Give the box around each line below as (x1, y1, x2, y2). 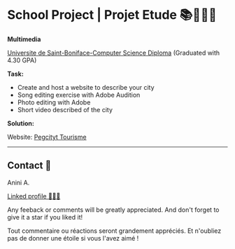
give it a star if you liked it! (7, 213, 83, 221)
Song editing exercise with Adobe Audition (17, 90, 141, 99)
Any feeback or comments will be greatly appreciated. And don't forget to (7, 206, 220, 214)
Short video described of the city (17, 105, 113, 114)
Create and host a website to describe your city (17, 83, 155, 91)
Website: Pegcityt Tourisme (7, 133, 87, 141)
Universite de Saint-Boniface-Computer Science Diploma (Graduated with (7, 48, 220, 57)
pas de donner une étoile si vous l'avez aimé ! (7, 234, 139, 242)
